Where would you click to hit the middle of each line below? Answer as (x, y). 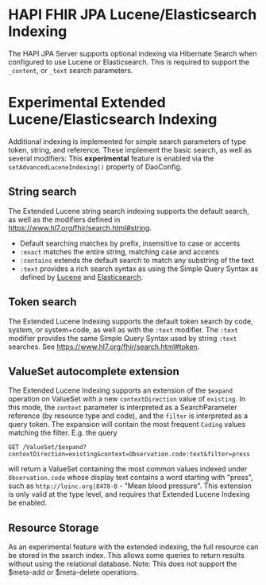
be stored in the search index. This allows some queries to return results (126, 556)
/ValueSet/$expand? (55, 447)
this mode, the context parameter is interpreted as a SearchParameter (123, 408)
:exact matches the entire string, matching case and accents (120, 251)
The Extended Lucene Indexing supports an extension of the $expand (121, 390)
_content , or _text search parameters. (71, 70)
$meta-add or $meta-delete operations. (73, 572)
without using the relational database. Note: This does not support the (123, 564)
